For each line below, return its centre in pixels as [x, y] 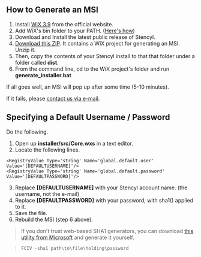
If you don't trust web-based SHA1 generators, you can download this [107, 231]
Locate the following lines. [47, 150]
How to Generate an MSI [52, 10]
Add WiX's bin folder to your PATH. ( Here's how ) [75, 31]
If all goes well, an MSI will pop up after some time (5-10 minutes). [88, 87]
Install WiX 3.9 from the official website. [64, 24]
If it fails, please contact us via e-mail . [53, 98]
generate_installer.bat [43, 75]
